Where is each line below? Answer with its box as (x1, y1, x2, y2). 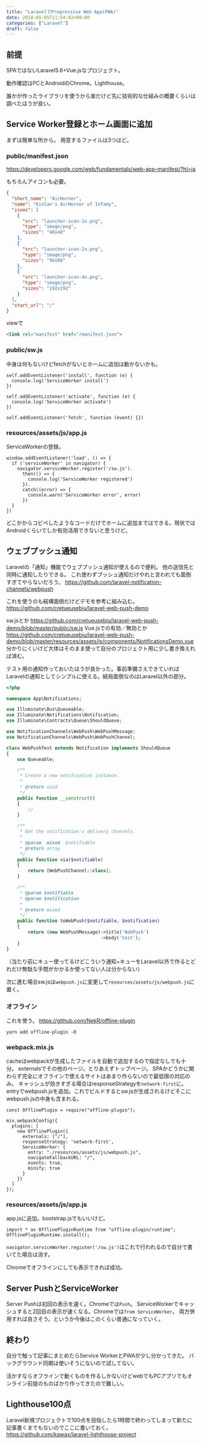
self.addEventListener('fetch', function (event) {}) (6, 415, 144, 421)
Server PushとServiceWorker (6, 1283, 119, 1293)
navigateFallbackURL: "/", (28, 1155, 96, 1161)
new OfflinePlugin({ (17, 1128, 69, 1134)
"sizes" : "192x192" (22, 285, 71, 291)
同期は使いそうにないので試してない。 (43, 1360, 138, 1367)
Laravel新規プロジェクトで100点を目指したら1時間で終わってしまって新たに (6, 1416, 192, 1423)
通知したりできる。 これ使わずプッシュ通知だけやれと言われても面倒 (22, 571, 191, 578)
